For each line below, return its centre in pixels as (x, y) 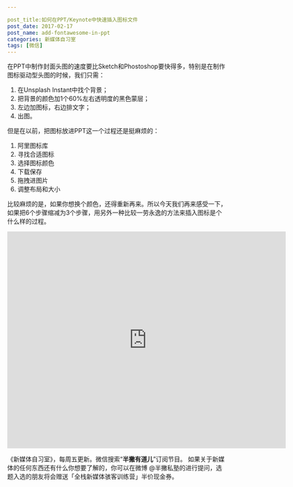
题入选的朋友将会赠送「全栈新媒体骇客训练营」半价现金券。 (93, 477)
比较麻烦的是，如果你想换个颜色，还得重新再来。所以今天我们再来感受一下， (117, 204)
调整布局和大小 (39, 190)
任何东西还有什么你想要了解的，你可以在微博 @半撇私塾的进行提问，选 (121, 468)
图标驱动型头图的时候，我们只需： (56, 75)
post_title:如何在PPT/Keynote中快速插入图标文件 (73, 20)
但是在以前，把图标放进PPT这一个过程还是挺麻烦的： (83, 131)
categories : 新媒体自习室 (42, 39)
